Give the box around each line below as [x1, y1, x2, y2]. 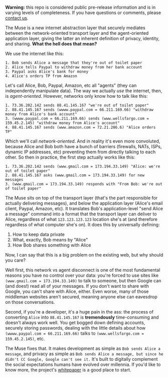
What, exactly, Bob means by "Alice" [12, 237, 88, 242]
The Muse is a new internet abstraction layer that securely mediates [5, 25, 145, 31]
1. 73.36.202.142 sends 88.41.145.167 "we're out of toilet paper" [5, 103, 149, 108]
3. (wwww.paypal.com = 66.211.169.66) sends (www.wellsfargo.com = [5, 116, 149, 121]
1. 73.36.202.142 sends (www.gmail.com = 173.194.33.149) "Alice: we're [5, 164, 160, 169]
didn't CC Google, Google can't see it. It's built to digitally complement [5, 356, 158, 362]
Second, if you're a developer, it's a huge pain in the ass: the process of [5, 309, 154, 314]
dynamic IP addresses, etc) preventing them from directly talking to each [5, 149, 156, 155]
